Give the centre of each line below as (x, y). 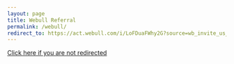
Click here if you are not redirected (57, 53)
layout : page (26, 14)
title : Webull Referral (42, 20)
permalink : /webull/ (37, 26)
